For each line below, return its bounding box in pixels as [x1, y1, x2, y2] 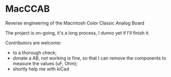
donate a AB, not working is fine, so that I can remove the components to [12, 55, 166, 61]
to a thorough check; [12, 49, 57, 56]
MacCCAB [5, 3, 50, 15]
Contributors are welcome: [5, 39, 62, 46]
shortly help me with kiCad [12, 66, 69, 72]
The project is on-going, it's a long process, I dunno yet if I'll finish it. [5, 30, 150, 36]
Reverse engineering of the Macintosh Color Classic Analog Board [5, 20, 144, 26]
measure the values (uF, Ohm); [12, 60, 78, 66]
